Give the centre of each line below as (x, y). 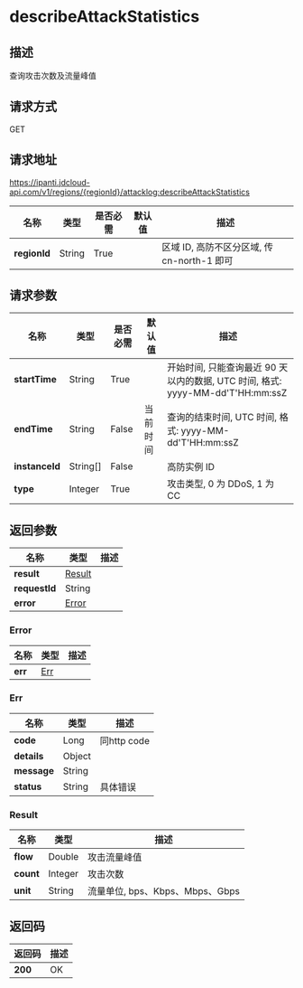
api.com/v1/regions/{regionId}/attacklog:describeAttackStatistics (130, 192)
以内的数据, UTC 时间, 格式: (224, 381)
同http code (125, 740)
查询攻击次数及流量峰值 (53, 75)
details (29, 756)
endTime (33, 429)
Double (64, 857)
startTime (35, 380)
